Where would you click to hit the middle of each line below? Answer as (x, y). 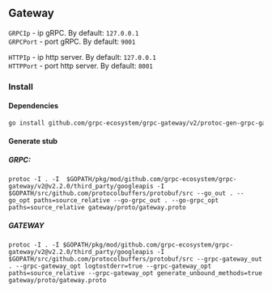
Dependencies (34, 106)
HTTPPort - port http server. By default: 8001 (81, 66)
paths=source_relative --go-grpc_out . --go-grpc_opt (126, 201)
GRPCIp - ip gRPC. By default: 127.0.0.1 (74, 32)
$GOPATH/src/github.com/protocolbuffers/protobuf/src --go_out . (121, 193)
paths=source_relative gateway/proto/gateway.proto (97, 208)
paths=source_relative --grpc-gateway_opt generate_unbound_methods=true (136, 273)
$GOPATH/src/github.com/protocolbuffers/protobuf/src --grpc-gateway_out (136, 259)
